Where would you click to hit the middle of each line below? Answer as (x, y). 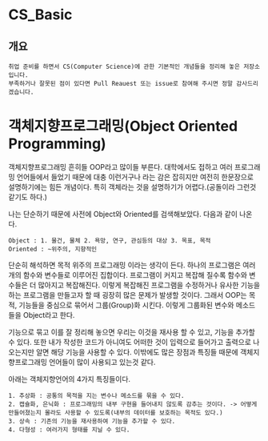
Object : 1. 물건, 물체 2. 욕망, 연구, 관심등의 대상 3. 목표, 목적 (110, 241)
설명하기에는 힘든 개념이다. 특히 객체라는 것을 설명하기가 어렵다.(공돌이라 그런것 (132, 186)
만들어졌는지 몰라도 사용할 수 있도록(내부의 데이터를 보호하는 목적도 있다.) (116, 413)
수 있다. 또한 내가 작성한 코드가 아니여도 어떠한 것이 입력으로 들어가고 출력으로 (130, 342)
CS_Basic (40, 15)
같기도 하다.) (28, 197)
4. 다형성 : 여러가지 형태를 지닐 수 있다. (69, 430)
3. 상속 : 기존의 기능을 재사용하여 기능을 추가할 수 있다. (92, 421)
